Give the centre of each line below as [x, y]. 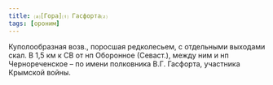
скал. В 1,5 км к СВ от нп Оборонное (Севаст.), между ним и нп [119, 55]
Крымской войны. [40, 72]
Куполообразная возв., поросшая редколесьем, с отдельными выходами [137, 46]
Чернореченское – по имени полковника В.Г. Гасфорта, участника [124, 64]
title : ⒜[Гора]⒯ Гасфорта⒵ [58, 16]
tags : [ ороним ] [34, 23]
